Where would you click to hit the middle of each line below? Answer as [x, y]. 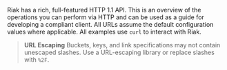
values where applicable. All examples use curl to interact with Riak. [104, 32]
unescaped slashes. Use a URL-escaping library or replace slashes [119, 52]
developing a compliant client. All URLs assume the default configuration [110, 24]
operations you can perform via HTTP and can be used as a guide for [106, 17]
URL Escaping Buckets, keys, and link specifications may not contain [122, 45]
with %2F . [37, 60]
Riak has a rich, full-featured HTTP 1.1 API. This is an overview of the [104, 10]
